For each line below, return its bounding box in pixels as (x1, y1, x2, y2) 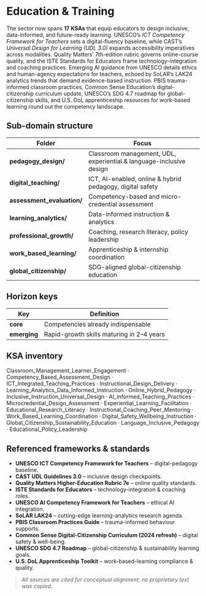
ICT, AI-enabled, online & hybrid (88, 174, 182, 183)
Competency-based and (88, 192, 160, 201)
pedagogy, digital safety (88, 182, 158, 191)
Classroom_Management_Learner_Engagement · (6, 367, 129, 374)
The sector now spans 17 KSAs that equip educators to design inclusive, (6, 25, 189, 32)
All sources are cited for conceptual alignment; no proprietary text (21, 576, 189, 584)
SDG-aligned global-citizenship (88, 263, 181, 271)
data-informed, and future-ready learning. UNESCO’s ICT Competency (6, 31, 185, 38)
